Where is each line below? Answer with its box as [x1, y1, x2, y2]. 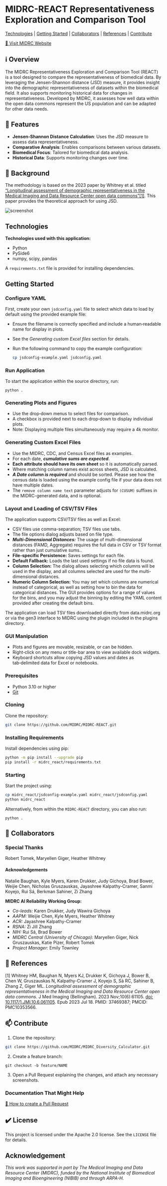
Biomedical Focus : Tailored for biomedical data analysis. [12, 149, 129, 155]
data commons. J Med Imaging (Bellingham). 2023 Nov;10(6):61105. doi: [5, 993, 153, 999]
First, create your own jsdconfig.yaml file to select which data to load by [5, 306, 154, 312]
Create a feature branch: [12, 1054, 63, 1060]
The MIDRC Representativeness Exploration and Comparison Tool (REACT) [5, 69, 159, 75]
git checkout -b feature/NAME [5, 1063, 68, 1068]
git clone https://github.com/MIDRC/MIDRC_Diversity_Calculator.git [5, 1045, 150, 1050]
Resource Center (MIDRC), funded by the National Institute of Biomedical [5, 1170, 155, 1176]
